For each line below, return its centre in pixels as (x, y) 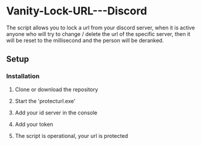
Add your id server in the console (56, 113)
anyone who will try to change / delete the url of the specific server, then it (98, 34)
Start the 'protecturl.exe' (45, 101)
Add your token (34, 124)
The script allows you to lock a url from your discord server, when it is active (100, 28)
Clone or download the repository (56, 89)
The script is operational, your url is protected (71, 135)
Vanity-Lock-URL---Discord (77, 11)
